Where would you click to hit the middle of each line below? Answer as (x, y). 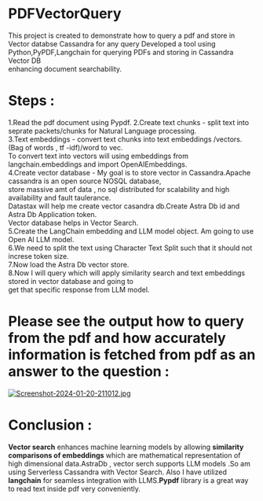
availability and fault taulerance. (60, 197)
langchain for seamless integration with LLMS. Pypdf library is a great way (128, 480)
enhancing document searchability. (65, 68)
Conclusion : (50, 425)
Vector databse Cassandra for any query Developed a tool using (112, 43)
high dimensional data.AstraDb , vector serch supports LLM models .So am (130, 463)
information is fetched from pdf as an (132, 355)
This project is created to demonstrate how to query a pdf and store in (122, 35)
